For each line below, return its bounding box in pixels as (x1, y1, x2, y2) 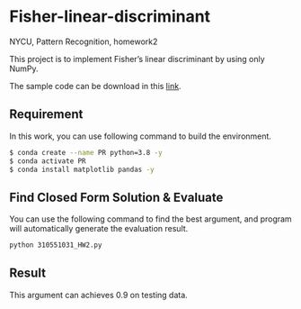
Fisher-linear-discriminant (9, 6, 211, 27)
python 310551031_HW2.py (9, 241, 102, 250)
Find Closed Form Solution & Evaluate (9, 189, 224, 204)
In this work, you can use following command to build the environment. (9, 131, 272, 141)
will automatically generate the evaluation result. (9, 223, 189, 234)
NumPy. (9, 63, 39, 74)
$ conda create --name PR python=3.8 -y (9, 148, 164, 157)
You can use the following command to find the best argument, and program (9, 214, 292, 224)
